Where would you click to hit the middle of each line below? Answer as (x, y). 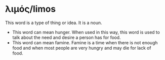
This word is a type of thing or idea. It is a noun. (54, 23)
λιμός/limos (30, 9)
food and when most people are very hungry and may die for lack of (82, 48)
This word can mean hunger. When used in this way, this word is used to (86, 32)
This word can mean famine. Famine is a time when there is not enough (85, 42)
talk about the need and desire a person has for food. (66, 37)
